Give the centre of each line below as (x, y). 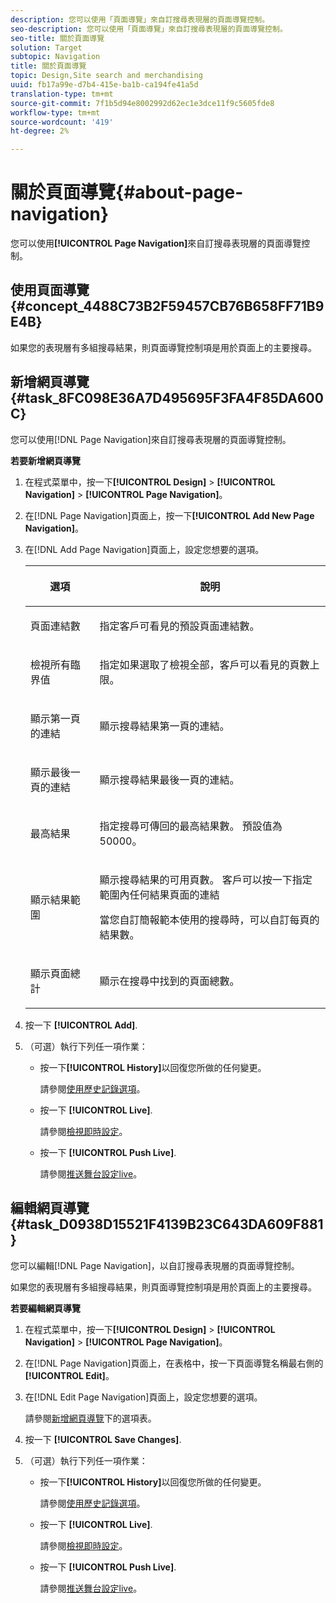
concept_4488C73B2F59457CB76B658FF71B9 (174, 306)
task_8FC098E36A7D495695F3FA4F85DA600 (174, 398)
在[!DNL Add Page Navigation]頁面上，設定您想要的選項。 (144, 549)
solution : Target (46, 47)
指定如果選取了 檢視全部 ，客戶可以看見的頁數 (204, 664)
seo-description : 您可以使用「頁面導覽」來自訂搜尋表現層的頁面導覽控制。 (149, 29)
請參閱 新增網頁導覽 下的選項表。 (90, 1418)
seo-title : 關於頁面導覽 (57, 38)
